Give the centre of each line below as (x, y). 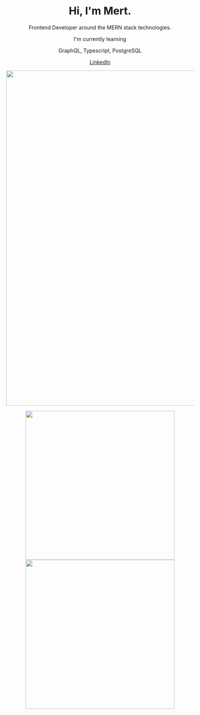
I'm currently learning (100, 39)
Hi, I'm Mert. (100, 11)
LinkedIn (100, 62)
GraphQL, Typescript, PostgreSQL (100, 50)
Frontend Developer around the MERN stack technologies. (100, 27)
